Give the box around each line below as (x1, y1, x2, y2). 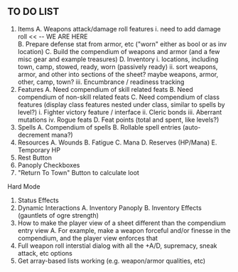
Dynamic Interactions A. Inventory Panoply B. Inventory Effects (17, 203, 202, 212)
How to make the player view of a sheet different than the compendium (17, 219, 226, 227)
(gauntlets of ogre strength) (17, 211, 99, 219)
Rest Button (17, 153, 52, 162)
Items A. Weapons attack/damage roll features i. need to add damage (17, 24, 222, 33)
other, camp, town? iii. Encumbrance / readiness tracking (17, 78, 185, 86)
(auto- (182, 122, 201, 131)
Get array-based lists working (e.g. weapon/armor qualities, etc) (17, 256, 206, 265)
